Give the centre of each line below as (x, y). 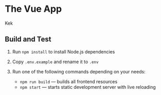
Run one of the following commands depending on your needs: (79, 71)
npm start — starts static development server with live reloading (88, 87)
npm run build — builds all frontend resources (68, 81)
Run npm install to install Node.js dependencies (64, 51)
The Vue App (33, 9)
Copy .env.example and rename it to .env (55, 62)
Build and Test (28, 39)
